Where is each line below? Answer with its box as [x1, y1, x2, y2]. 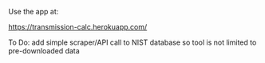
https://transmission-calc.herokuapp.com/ [8, 22, 148, 31]
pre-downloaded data [8, 46, 80, 55]
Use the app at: [8, 7, 59, 16]
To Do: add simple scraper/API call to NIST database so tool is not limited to [8, 37, 257, 47]
